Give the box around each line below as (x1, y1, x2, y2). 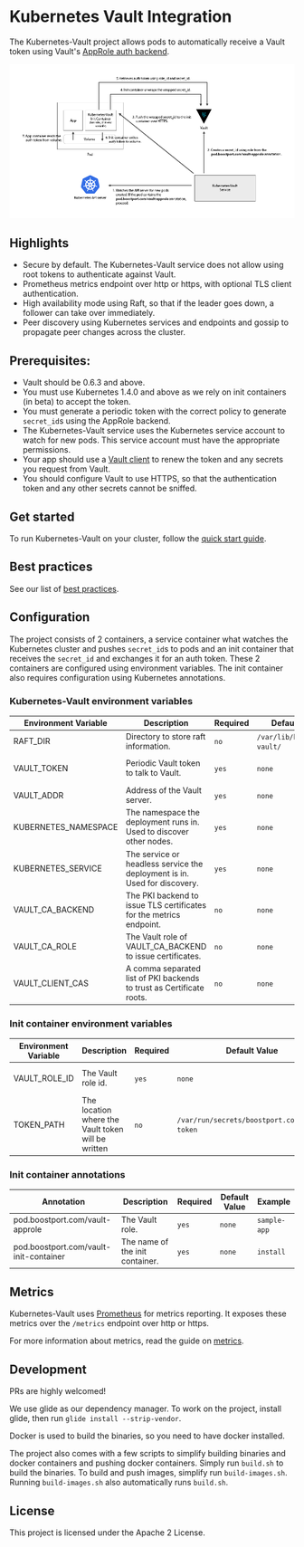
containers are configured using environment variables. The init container (9, 663, 283, 673)
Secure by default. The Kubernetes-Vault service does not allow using (22, 260, 284, 271)
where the (81, 1114, 119, 1125)
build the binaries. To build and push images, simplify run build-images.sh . (9, 1467, 288, 1478)
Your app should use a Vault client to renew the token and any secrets (22, 454, 283, 465)
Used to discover (125, 826, 190, 837)
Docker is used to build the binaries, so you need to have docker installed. (9, 1430, 285, 1441)
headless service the (125, 858, 204, 869)
